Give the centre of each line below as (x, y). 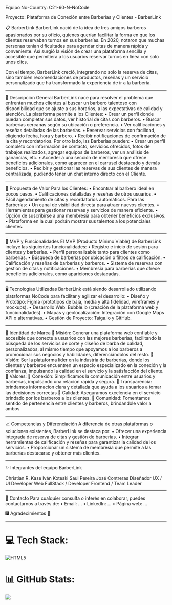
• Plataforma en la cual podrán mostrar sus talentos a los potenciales (78, 221)
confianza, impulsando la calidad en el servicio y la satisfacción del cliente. (84, 371)
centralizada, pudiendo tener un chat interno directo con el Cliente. (76, 174)
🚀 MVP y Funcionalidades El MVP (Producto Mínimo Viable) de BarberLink (83, 241)
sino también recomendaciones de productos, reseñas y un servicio (77, 77)
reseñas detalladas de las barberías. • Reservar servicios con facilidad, (80, 130)
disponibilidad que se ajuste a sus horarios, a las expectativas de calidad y (84, 109)
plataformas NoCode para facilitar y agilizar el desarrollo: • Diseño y (77, 296)
